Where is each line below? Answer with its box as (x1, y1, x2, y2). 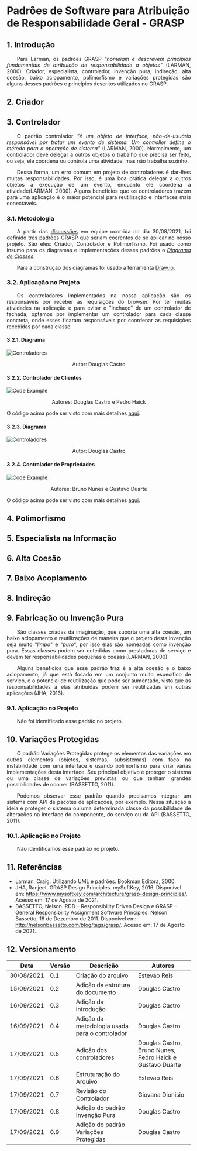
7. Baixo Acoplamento (6, 573, 87, 583)
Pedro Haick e (137, 1053, 177, 1061)
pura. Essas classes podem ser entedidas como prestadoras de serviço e (6, 647, 191, 654)
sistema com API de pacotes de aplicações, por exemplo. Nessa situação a (6, 799, 191, 806)
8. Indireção (6, 593, 51, 603)
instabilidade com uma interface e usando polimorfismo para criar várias (6, 762, 191, 769)
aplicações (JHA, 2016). (6, 689, 65, 697)
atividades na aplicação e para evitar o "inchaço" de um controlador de (6, 304, 191, 311)
